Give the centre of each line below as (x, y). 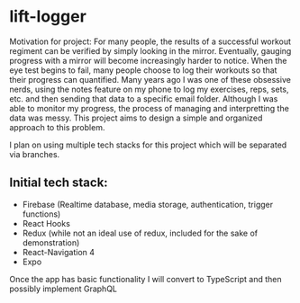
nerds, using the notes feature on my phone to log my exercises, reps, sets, (150, 89)
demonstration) (51, 242)
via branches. (35, 154)
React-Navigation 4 (59, 252)
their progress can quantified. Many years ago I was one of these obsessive (150, 79)
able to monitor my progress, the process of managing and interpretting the (150, 108)
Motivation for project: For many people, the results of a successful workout (150, 41)
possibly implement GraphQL (64, 289)
